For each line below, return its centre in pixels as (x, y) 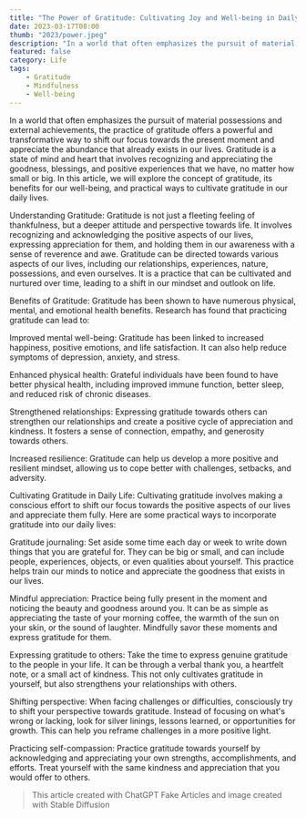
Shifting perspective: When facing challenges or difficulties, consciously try (151, 701)
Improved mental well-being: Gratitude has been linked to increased (137, 337)
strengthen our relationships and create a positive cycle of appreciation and (151, 421)
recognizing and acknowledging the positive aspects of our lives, (132, 234)
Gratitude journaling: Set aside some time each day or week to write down (148, 542)
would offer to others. (50, 777)
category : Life (38, 60)
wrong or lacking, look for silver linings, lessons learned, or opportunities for (153, 721)
